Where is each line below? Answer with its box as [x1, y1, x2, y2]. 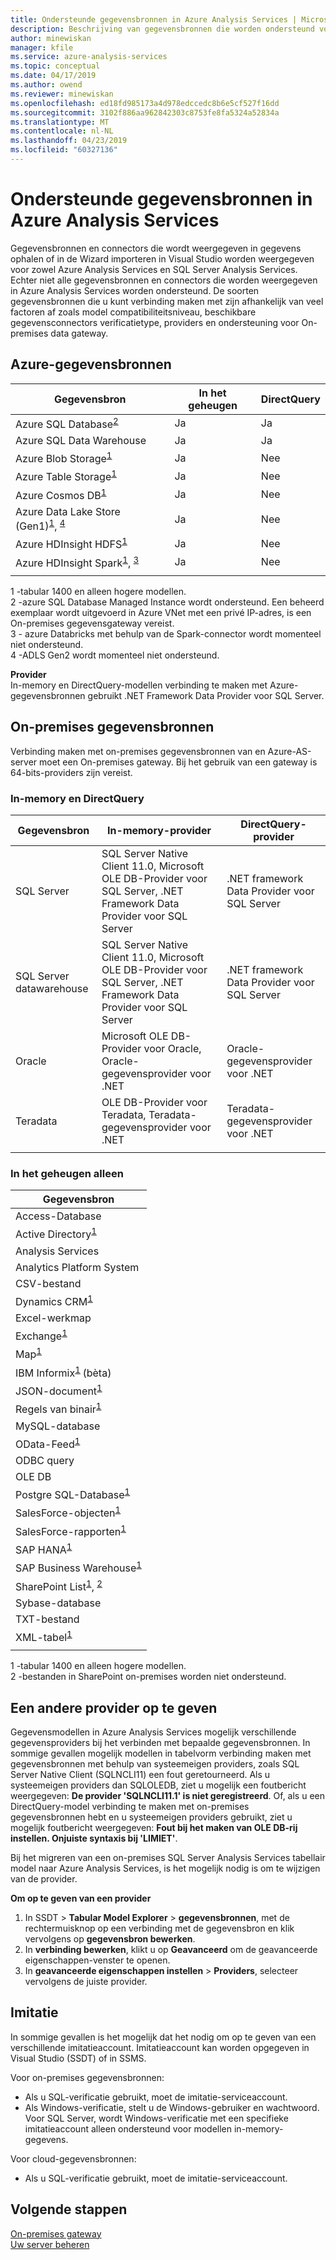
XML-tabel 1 [15, 1628, 73, 1645]
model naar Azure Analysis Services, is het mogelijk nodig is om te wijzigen [10, 1862, 321, 1875]
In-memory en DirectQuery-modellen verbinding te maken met [10, 679, 268, 691]
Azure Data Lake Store [15, 504, 121, 518]
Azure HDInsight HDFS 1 [15, 536, 128, 551]
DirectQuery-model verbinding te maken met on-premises [10, 1801, 250, 1813]
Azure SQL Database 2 [15, 415, 119, 431]
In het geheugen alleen [10, 1166, 124, 1180]
